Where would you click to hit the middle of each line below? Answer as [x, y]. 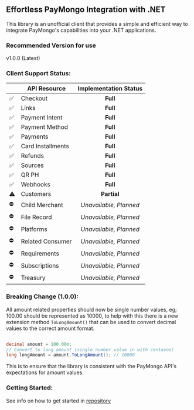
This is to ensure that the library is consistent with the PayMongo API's [91, 366]
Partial [110, 194]
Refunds [32, 156]
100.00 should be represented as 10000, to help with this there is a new [92, 316]
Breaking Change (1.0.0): [42, 296]
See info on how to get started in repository [59, 401]
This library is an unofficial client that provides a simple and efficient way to [97, 24]
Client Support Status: [39, 74]
